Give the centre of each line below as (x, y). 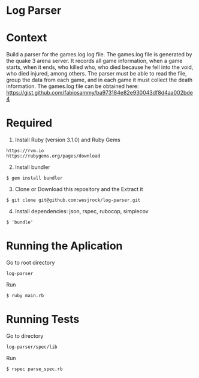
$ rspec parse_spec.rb (34, 369)
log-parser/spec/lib (32, 347)
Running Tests (43, 320)
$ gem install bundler (34, 178)
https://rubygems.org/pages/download (53, 156)
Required (29, 123)
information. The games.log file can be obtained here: (73, 86)
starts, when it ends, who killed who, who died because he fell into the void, (100, 67)
